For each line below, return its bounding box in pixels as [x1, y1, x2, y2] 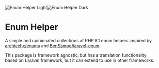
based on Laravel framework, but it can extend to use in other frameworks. [5, 57, 155, 63]
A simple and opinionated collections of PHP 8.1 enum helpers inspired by [5, 37, 152, 43]
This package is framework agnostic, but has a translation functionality [5, 52, 147, 58]
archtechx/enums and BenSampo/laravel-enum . [5, 43, 101, 49]
